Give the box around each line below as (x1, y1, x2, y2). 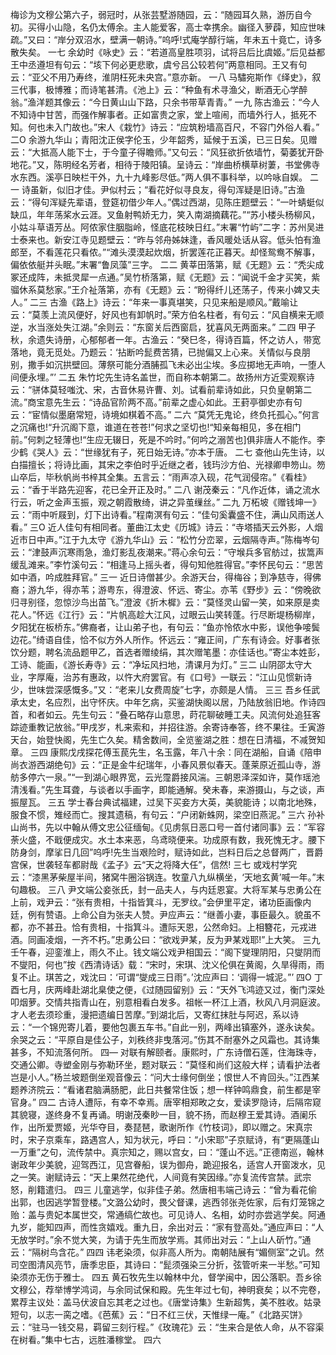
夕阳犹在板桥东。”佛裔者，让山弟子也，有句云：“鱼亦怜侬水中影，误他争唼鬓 (10, 621, 321, 633)
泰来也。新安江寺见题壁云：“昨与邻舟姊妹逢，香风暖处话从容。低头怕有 (18, 234, 313, 245)
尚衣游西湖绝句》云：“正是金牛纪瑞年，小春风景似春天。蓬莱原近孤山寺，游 (10, 759, 322, 770)
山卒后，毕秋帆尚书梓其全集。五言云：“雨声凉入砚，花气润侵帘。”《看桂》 (10, 471, 312, 483)
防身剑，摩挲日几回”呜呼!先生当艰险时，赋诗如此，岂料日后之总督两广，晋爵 (10, 846, 324, 858)
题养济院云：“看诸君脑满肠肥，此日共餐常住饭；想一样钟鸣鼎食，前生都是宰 (10, 1084, 322, 1095)
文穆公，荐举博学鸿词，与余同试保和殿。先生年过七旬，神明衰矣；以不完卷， (10, 1284, 326, 1295)
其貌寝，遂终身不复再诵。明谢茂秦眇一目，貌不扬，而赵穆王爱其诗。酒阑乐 (10, 1109, 317, 1120)
